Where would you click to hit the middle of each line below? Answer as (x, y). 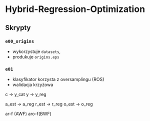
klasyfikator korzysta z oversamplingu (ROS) (58, 79)
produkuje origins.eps (36, 56)
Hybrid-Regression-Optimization (75, 9)
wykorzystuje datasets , (36, 51)
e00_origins (20, 41)
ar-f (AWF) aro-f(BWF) (28, 114)
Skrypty (18, 28)
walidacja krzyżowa (33, 85)
